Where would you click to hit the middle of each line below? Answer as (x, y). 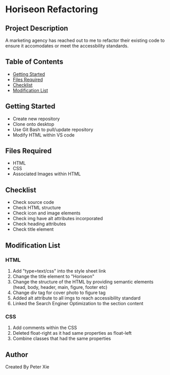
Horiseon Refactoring (52, 9)
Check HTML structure (37, 208)
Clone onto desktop (33, 124)
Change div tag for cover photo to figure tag (59, 292)
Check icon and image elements (46, 213)
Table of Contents (34, 62)
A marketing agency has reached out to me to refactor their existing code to (85, 40)
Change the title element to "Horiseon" (53, 276)
